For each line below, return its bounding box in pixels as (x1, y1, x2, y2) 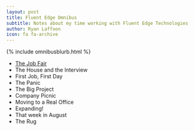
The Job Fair (15, 60, 47, 67)
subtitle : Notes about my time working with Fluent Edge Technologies (6, 20, 189, 26)
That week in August (15, 112, 67, 119)
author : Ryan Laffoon (6, 25, 61, 32)
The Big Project (15, 86, 54, 93)
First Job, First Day (15, 73, 63, 80)
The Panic (15, 79, 41, 87)
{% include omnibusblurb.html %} (6, 48, 91, 55)
